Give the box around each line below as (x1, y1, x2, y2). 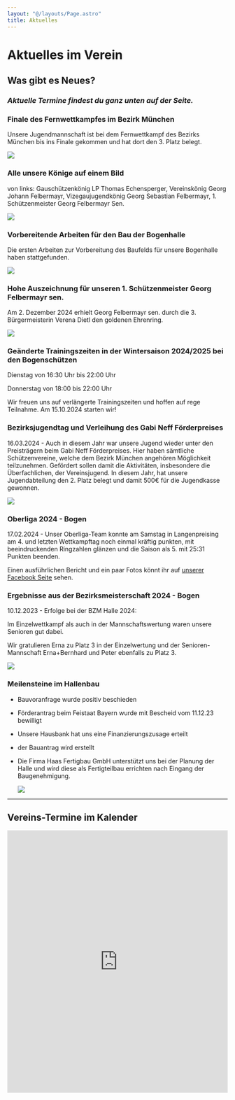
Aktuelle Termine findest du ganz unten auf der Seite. (7, 96, 194, 105)
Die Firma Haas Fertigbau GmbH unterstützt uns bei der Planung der (17, 756, 215, 765)
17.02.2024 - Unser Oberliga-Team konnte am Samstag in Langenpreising (7, 530, 219, 539)
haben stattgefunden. (7, 253, 70, 261)
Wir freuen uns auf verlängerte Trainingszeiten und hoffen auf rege (7, 398, 201, 407)
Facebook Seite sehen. (7, 573, 73, 581)
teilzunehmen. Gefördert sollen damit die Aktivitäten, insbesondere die (7, 461, 211, 470)
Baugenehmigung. (17, 771, 71, 780)
